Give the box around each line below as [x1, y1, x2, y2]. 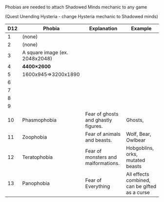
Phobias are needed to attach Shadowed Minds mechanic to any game [5, 4, 147, 10]
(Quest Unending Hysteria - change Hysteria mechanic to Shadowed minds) [5, 14, 159, 19]
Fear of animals [85, 131, 121, 137]
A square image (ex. [22, 49, 68, 55]
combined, [126, 177, 150, 184]
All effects [126, 171, 149, 177]
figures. [85, 123, 103, 129]
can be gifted [126, 183, 157, 189]
